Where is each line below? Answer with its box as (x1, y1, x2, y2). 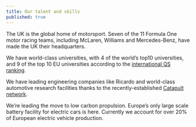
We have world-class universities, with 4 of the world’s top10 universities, (6, 54, 184, 61)
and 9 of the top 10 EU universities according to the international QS (6, 60, 171, 68)
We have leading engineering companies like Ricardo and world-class (6, 78, 175, 85)
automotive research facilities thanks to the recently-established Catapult (6, 84, 184, 91)
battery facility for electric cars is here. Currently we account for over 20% (6, 108, 187, 115)
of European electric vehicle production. (6, 114, 104, 121)
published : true (6, 14, 46, 20)
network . (6, 91, 28, 98)
